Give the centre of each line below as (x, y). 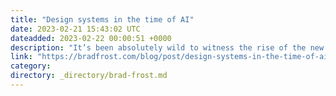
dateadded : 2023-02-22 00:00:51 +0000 (91, 38)
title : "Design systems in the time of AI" (102, 19)
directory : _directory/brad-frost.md (89, 76)
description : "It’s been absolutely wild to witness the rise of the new (167, 47)
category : (31, 66)
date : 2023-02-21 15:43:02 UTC (75, 29)
